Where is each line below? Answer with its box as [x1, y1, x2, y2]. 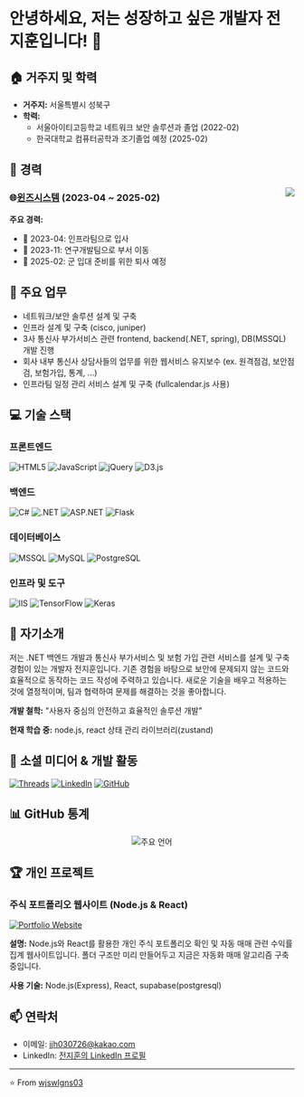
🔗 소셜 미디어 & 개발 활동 [9, 753, 138, 769]
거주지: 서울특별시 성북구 [22, 99, 111, 109]
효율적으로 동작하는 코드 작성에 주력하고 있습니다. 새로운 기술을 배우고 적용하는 [9, 675, 288, 686]
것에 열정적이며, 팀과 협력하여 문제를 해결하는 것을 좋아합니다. [9, 686, 227, 696]
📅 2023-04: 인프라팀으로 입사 [22, 232, 129, 244]
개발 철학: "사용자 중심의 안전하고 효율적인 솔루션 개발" [9, 705, 203, 715]
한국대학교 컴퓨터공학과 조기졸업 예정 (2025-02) [35, 133, 208, 144]
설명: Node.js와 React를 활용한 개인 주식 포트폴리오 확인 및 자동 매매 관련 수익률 [9, 938, 293, 950]
